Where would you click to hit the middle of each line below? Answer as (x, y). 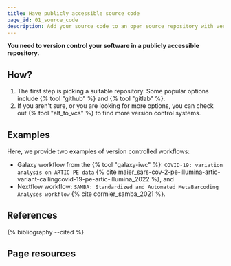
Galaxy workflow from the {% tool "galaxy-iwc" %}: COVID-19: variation (120, 165)
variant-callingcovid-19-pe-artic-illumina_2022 (83, 179)
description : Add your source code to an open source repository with (110, 26)
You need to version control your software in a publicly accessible (103, 46)
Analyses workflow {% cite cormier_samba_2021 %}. (91, 194)
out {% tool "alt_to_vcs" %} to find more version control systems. (109, 113)
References (32, 215)
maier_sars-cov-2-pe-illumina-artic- (169, 172)
